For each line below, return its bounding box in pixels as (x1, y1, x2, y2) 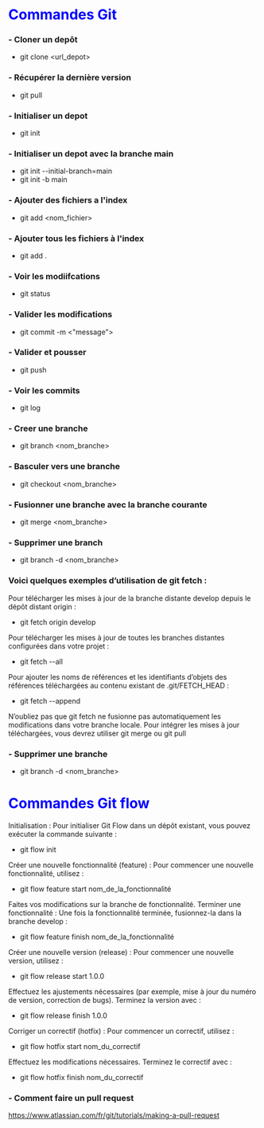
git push (19, 365, 47, 374)
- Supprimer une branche (8, 748, 108, 759)
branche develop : (8, 916, 68, 926)
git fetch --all (19, 657, 64, 666)
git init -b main (19, 175, 68, 184)
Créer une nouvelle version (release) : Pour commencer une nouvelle (8, 947, 235, 956)
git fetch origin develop (19, 617, 96, 627)
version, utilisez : (8, 956, 64, 965)
